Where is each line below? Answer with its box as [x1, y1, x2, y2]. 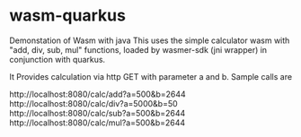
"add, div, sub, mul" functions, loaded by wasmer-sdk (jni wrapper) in [9, 44, 268, 55]
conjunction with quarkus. [9, 54, 106, 64]
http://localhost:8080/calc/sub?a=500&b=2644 [9, 107, 186, 118]
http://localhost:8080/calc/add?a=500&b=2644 [9, 89, 186, 99]
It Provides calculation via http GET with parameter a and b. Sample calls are [9, 71, 293, 81]
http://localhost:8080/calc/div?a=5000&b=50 [9, 98, 178, 108]
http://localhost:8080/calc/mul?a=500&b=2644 [9, 117, 186, 128]
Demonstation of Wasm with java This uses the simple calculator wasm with [9, 35, 290, 46]
